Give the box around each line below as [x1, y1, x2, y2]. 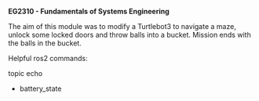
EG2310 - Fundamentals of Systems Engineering [8, 7, 170, 16]
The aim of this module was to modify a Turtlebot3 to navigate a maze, [8, 22, 237, 31]
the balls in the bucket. [8, 38, 82, 48]
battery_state [19, 84, 62, 93]
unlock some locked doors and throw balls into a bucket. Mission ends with [8, 31, 251, 39]
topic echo [8, 69, 43, 78]
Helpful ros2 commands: [8, 54, 88, 63]
